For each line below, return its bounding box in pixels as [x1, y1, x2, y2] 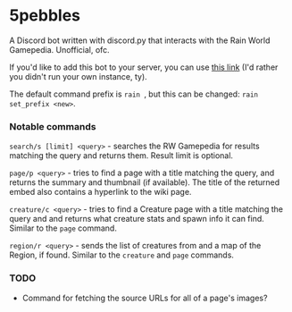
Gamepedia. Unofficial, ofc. [9, 44, 110, 55]
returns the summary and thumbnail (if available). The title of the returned [9, 177, 280, 188]
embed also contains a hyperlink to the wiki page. [9, 187, 192, 198]
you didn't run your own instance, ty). [9, 71, 147, 81]
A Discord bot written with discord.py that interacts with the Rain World [9, 35, 271, 46]
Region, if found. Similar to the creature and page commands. [9, 249, 235, 260]
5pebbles [9, 5, 80, 26]
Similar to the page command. [9, 223, 118, 233]
